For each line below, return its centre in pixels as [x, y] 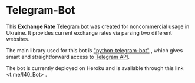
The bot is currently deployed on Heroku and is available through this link [95, 68]
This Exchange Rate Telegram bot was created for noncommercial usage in [98, 26]
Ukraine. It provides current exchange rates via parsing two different [89, 32]
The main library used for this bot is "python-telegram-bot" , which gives [95, 50]
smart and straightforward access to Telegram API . [68, 57]
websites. [18, 39]
